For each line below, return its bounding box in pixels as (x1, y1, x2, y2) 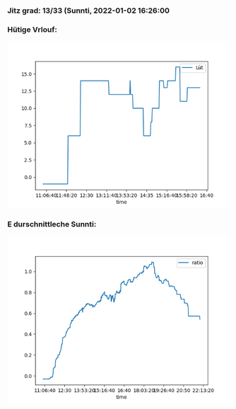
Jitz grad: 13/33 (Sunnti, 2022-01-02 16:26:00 (7, 6, 170, 16)
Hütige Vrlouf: (7, 24, 58, 34)
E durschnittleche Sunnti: (7, 219, 97, 229)
